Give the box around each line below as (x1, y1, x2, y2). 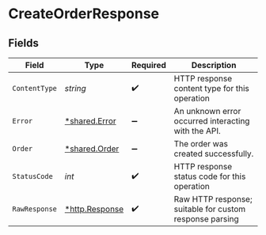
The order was (173, 138, 228, 149)
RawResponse (12, 205, 58, 214)
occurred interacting (173, 116, 250, 127)
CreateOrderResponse (8, 5, 160, 23)
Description (191, 60, 237, 70)
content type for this (173, 83, 249, 93)
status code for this (173, 171, 246, 182)
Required (131, 60, 166, 70)
